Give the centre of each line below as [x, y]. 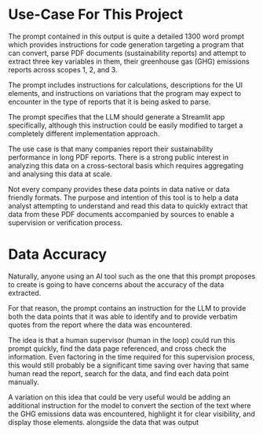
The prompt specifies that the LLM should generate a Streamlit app [117, 116]
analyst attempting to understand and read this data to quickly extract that [128, 205]
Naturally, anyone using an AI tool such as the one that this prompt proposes [132, 276]
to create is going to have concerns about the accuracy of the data [116, 284]
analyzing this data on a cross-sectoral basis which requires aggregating [126, 165]
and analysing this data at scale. [60, 174]
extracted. [25, 293]
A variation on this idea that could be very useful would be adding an [119, 397]
